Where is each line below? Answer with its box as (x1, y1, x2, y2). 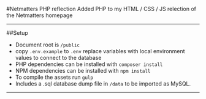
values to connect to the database (15, 54, 102, 61)
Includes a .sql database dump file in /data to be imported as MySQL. (15, 80, 191, 87)
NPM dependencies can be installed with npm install (15, 67, 151, 74)
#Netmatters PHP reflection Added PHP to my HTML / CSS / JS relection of (6, 5, 196, 12)
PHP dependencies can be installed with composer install (15, 61, 163, 68)
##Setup (6, 29, 29, 36)
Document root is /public (15, 41, 80, 48)
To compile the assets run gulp (15, 73, 94, 81)
